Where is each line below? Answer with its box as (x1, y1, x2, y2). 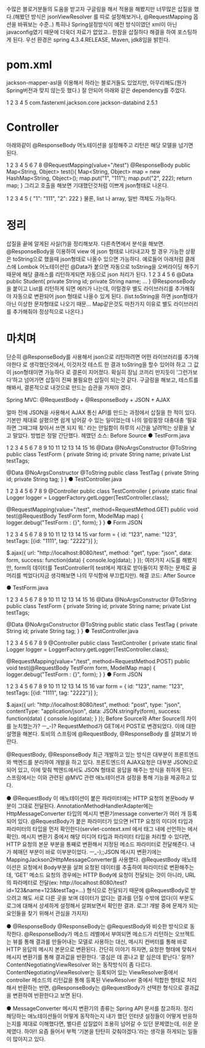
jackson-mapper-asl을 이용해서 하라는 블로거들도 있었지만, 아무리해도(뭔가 (6, 79, 187, 86)
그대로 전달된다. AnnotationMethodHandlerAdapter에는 (17, 802, 154, 809)
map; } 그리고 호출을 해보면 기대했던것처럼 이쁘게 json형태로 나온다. (6, 182, 169, 189)
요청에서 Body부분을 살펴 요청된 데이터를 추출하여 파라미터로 (22, 863, 168, 871)
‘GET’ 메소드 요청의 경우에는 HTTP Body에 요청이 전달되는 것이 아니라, (14, 871, 184, 879)
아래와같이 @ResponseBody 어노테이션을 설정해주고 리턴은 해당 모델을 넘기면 (6, 141, 194, 148)
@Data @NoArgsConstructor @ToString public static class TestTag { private (6, 620, 198, 628)
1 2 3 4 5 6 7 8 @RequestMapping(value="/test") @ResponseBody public (6, 161, 191, 169)
